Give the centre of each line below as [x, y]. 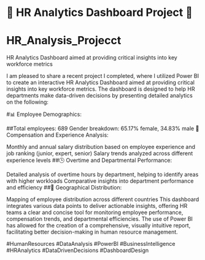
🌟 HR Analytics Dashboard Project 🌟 [100, 13]
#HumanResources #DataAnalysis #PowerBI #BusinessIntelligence [91, 244]
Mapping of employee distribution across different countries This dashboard [103, 199]
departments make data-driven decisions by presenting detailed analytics [100, 96]
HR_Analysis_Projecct [64, 41]
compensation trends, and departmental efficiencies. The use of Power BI [100, 219]
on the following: [28, 102]
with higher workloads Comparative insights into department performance [100, 181]
